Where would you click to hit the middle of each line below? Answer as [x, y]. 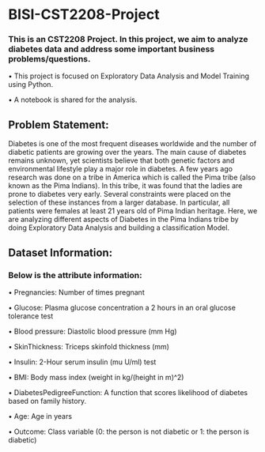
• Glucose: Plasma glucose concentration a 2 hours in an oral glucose [122, 307]
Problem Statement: [59, 124]
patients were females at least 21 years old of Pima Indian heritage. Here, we [133, 211]
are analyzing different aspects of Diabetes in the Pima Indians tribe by [123, 220]
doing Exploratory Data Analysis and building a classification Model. [119, 228]
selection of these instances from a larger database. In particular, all [119, 202]
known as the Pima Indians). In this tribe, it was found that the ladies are [125, 186]
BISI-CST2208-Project [84, 15]
